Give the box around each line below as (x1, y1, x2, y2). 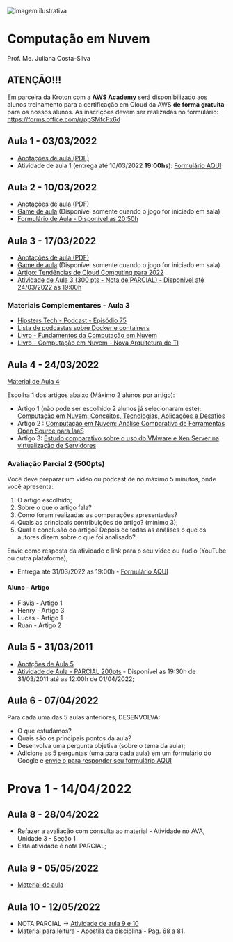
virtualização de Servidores (17, 442, 97, 450)
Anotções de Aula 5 (17, 659, 74, 668)
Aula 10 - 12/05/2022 (7, 901, 101, 913)
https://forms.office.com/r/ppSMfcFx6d (7, 115, 120, 124)
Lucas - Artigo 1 (17, 613, 63, 622)
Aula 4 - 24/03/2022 (7, 359, 99, 371)
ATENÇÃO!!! (7, 74, 61, 87)
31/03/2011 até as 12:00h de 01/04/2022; (17, 674, 134, 683)
